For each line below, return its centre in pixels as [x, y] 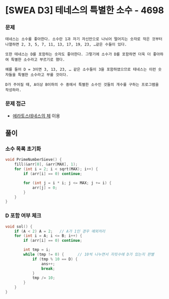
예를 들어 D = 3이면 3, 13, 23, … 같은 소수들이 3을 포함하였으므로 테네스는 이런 [81, 70]
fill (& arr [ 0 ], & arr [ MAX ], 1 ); [46, 164]
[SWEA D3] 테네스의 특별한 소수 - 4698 [84, 10]
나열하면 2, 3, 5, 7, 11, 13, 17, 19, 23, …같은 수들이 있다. [66, 45]
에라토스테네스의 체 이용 [36, 116]
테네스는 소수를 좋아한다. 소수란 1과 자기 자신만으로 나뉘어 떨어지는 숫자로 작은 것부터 [84, 39]
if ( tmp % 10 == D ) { [55, 259]
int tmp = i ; [37, 250]
